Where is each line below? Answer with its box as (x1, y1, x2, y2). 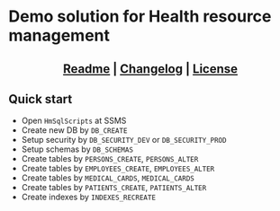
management (8, 25, 110, 46)
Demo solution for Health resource (8, 6, 272, 27)
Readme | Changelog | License (62, 61, 239, 76)
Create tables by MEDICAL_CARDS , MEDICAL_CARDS (21, 172, 194, 183)
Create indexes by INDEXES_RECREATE (21, 191, 157, 203)
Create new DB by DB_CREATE (21, 125, 128, 136)
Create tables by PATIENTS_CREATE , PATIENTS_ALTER (21, 182, 207, 193)
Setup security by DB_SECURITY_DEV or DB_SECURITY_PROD (21, 135, 227, 145)
